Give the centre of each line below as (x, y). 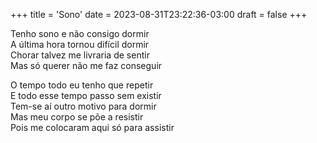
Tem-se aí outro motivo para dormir (83, 106)
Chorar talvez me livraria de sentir (80, 55)
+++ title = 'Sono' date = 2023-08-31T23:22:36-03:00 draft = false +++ (159, 14)
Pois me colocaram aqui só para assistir (92, 127)
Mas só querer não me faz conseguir (86, 65)
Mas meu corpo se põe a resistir (77, 117)
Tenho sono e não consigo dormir (80, 33)
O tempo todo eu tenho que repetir (82, 85)
